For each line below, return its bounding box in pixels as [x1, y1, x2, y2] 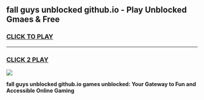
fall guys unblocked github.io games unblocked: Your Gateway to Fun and [6, 80, 196, 87]
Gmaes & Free [6, 15, 60, 25]
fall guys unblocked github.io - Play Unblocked [6, 5, 187, 15]
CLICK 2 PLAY [6, 55, 49, 64]
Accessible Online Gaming [6, 87, 75, 94]
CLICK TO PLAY [6, 33, 53, 41]
